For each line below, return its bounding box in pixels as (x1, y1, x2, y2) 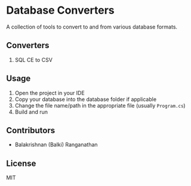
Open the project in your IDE (14, 89, 85, 96)
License (6, 158, 36, 168)
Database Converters (6, 4, 115, 17)
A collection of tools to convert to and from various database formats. (6, 23, 178, 30)
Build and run (14, 108, 48, 115)
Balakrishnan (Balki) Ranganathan (14, 141, 98, 149)
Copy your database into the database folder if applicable (14, 96, 157, 103)
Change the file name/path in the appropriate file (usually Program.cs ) (14, 102, 186, 109)
